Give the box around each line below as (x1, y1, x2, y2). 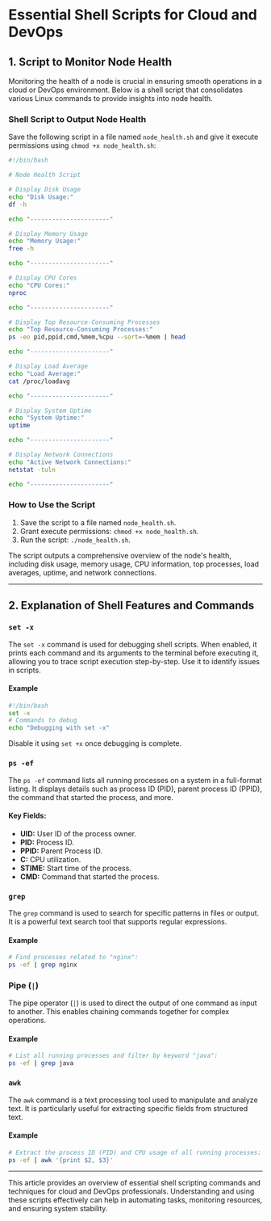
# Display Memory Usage (8, 229, 89, 238)
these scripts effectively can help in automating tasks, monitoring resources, (8, 1195, 263, 1205)
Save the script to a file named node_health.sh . (19, 517, 177, 527)
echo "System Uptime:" (8, 414, 85, 422)
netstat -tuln (8, 465, 56, 474)
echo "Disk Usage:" (8, 192, 74, 201)
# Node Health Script (8, 171, 81, 179)
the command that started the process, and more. (8, 792, 173, 802)
